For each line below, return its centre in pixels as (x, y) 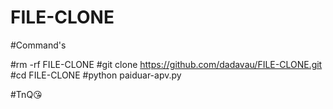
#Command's (38, 45)
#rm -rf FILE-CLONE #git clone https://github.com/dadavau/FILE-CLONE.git (166, 64)
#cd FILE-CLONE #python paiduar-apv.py (96, 75)
